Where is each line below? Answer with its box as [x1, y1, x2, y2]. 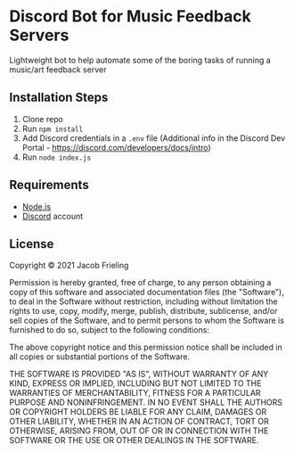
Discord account [21, 210, 84, 221]
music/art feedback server [9, 64, 107, 75]
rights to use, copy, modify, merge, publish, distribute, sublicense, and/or [9, 306, 278, 317]
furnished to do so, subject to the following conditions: [9, 325, 209, 335]
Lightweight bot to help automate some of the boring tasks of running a [9, 54, 272, 65]
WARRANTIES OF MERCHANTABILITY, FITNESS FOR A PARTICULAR [9, 388, 261, 399]
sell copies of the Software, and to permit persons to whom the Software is [9, 315, 285, 326]
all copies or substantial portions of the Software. [9, 351, 190, 362]
